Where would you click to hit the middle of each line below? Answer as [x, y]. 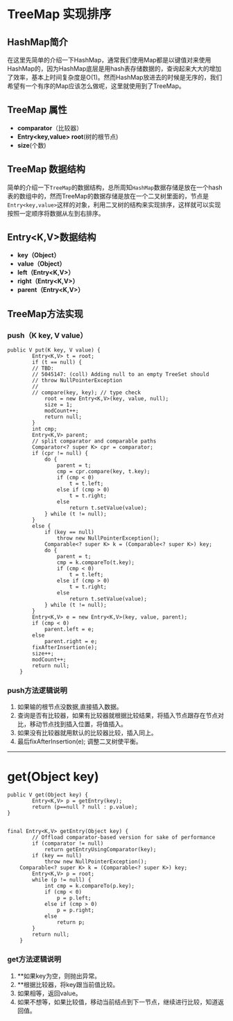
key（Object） [38, 255]
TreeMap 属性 [37, 110]
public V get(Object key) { [48, 795]
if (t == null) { [57, 362]
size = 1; [58, 405]
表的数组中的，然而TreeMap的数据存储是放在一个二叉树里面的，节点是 [108, 196]
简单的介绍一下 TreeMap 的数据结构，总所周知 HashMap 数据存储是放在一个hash [115, 187]
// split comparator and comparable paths [94, 441]
